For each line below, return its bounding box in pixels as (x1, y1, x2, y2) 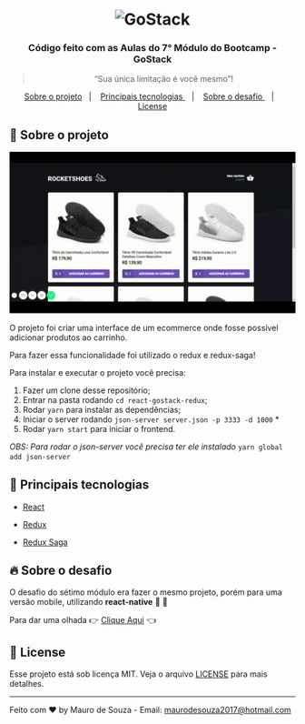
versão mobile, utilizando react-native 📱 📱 (9, 597, 168, 608)
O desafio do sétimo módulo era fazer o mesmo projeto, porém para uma (9, 587, 283, 598)
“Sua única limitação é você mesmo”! (93, 74, 234, 85)
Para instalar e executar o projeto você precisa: (9, 367, 186, 377)
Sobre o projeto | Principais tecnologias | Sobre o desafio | (24, 91, 275, 102)
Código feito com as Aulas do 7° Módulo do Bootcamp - (28, 42, 277, 55)
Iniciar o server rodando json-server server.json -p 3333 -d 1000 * (22, 414, 280, 425)
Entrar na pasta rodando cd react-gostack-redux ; (22, 394, 208, 405)
